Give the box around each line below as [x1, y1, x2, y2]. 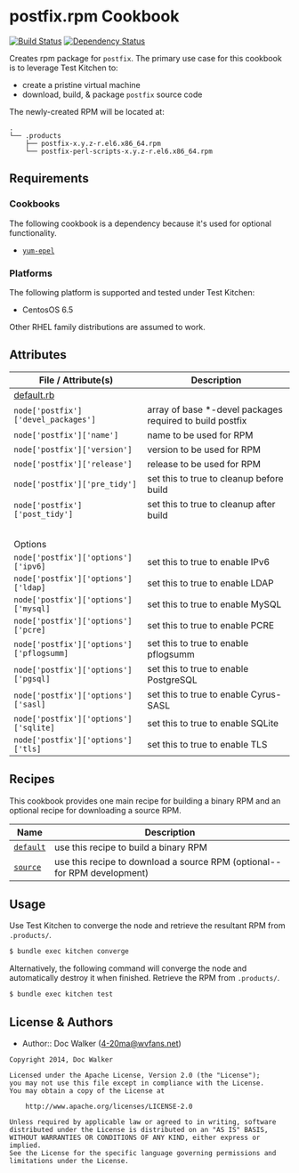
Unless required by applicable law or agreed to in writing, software [9, 1117, 277, 1127]
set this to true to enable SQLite [147, 716, 279, 729]
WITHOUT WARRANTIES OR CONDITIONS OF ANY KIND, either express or [9, 1133, 261, 1142]
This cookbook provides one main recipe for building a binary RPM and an [9, 795, 281, 806]
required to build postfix [147, 414, 247, 426]
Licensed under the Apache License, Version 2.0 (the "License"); [9, 1071, 261, 1080]
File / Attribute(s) [38, 374, 114, 386]
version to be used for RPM [147, 443, 261, 456]
